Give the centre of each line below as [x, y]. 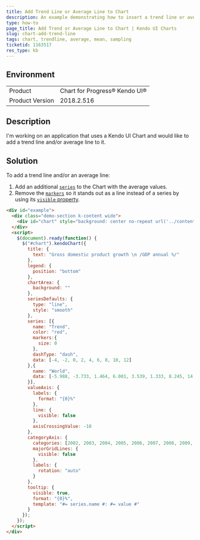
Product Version [32, 100]
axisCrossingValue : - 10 [62, 427]
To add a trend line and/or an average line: [58, 175]
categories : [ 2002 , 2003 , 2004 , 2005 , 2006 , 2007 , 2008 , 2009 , [113, 443]
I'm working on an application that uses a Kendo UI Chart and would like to [98, 136]
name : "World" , [51, 371]
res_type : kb [22, 51]
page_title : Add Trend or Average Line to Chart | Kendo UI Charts [92, 28]
